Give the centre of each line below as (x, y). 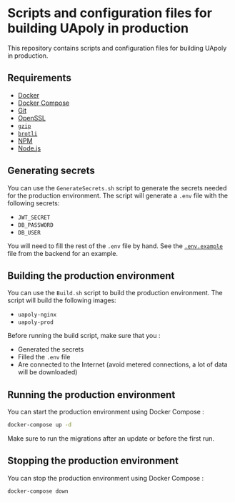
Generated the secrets (51, 349)
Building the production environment (91, 276)
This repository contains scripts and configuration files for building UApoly (117, 48)
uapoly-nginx (37, 315)
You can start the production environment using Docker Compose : (106, 412)
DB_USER (29, 232)
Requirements (39, 78)
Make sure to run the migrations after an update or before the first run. (111, 439)
